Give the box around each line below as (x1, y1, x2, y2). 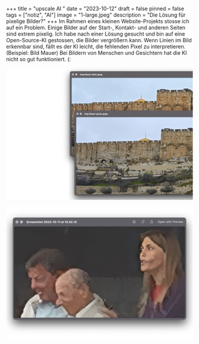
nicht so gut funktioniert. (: (6, 56, 71, 62)
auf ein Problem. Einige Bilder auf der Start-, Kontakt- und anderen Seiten (6, 24, 185, 31)
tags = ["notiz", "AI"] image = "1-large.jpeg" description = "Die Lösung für (6, 11, 186, 18)
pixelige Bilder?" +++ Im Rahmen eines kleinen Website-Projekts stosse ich (6, 18, 190, 24)
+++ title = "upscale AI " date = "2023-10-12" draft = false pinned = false (6, 5, 185, 12)
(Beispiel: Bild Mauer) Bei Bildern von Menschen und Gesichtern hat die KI (6, 49, 187, 56)
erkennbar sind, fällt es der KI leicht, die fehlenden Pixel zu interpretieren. (6, 43, 186, 50)
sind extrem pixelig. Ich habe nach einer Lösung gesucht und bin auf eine (6, 30, 185, 37)
